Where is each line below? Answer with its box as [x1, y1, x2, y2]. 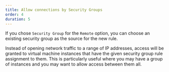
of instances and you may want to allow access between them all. [5, 61, 142, 67]
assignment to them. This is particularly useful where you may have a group [5, 56, 163, 62]
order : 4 [5, 12, 24, 17]
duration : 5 [5, 16, 30, 21]
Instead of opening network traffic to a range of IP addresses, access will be [5, 45, 164, 51]
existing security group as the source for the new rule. [5, 35, 118, 41]
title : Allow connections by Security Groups [5, 7, 102, 12]
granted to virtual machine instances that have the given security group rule [5, 50, 163, 56]
